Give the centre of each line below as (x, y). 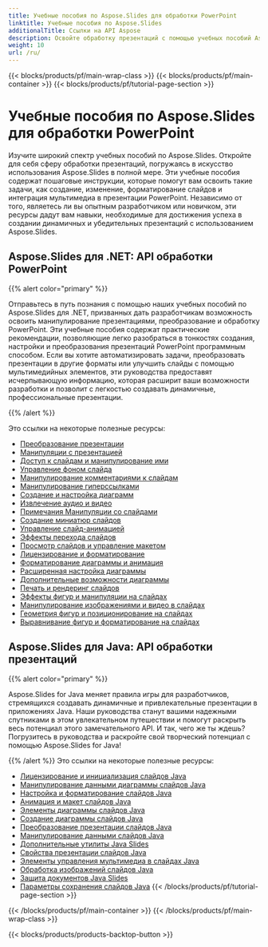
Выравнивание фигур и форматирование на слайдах (110, 622)
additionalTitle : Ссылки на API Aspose (75, 30)
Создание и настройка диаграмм (77, 494)
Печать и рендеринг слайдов (69, 588)
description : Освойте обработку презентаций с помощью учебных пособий (130, 38)
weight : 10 (26, 46)
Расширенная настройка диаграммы (83, 571)
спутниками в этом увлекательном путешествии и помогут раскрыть (127, 719)
